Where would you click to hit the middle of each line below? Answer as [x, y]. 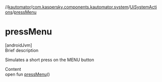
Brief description [22, 50]
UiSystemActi [143, 7]
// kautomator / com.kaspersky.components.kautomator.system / [68, 7]
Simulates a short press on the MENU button [50, 60]
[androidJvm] [19, 45]
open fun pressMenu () [27, 74]
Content [13, 69]
